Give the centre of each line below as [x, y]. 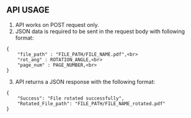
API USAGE [28, 10]
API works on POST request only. [57, 24]
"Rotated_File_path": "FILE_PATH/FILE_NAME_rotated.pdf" [92, 103]
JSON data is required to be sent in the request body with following [100, 31]
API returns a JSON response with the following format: [85, 81]
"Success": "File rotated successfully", [71, 98]
